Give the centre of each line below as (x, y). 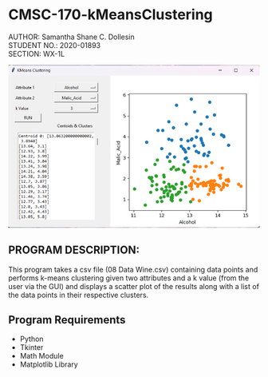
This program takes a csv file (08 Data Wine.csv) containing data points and (133, 269)
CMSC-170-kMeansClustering (110, 15)
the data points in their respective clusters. (79, 295)
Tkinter (32, 347)
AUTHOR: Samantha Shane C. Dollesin (72, 37)
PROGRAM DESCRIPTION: (74, 250)
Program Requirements (67, 320)
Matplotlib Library (49, 364)
